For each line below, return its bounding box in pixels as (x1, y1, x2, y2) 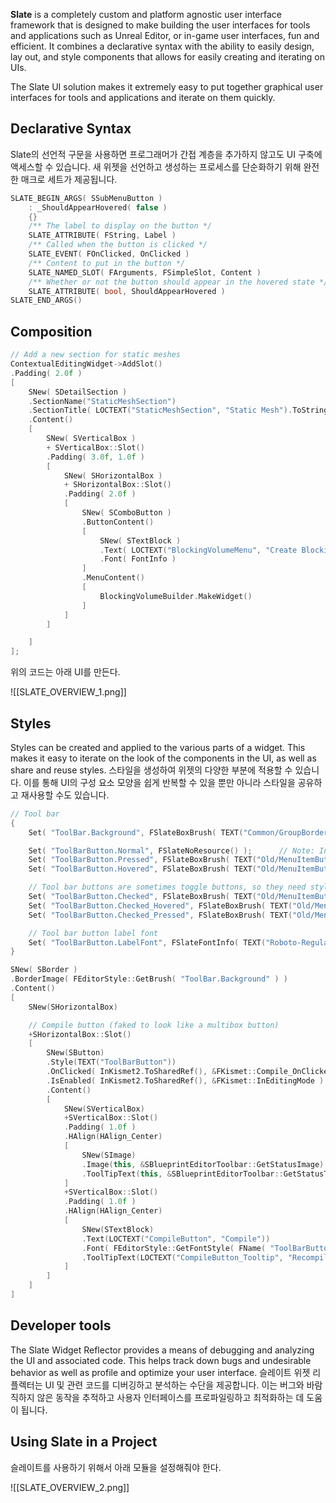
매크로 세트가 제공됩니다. (20, 173, 118, 185)
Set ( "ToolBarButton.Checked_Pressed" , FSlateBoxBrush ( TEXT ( (28, 910, 293, 920)
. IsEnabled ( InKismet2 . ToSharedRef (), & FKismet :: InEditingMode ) (46, 1075, 325, 1086)
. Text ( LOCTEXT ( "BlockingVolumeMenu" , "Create (99, 545, 298, 555)
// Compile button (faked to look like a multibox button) (28, 1020, 280, 1030)
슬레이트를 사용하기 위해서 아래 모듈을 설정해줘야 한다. (10, 1461, 222, 1473)
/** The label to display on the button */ (28, 221, 213, 231)
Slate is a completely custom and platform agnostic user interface (10, 9, 282, 20)
